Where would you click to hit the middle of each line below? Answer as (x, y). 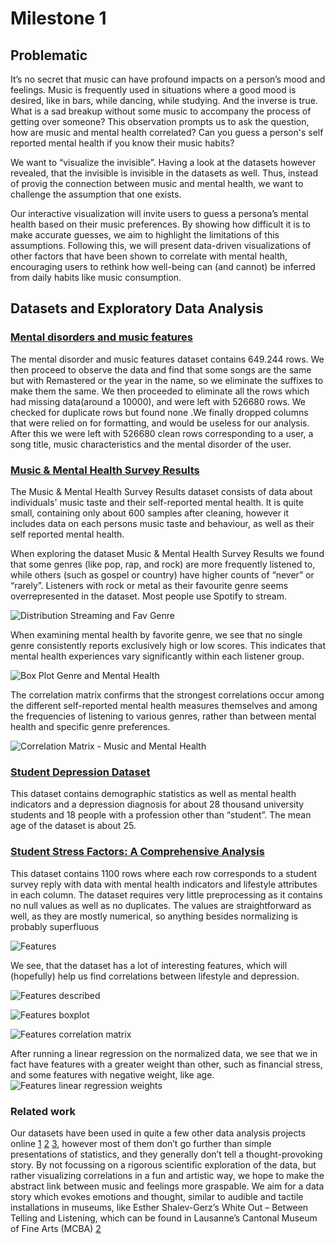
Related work (43, 1111)
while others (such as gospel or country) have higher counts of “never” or (162, 574)
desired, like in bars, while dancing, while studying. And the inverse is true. (164, 100)
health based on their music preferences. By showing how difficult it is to (160, 224)
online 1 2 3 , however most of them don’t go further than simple (141, 1143)
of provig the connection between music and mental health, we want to (157, 183)
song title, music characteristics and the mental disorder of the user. (151, 444)
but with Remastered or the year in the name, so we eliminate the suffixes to (167, 380)
